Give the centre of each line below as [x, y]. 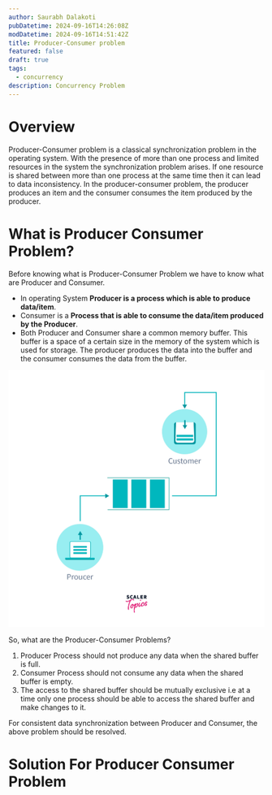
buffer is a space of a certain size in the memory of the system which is [140, 341]
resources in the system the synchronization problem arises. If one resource [136, 166]
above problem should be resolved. [68, 732]
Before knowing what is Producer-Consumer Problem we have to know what [136, 274]
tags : [17, 69]
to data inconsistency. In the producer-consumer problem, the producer [129, 184]
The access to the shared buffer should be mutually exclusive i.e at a [135, 689]
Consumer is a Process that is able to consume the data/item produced [142, 315]
